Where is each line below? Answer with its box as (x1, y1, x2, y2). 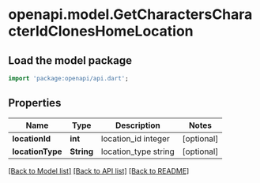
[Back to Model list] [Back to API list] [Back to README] (8, 166, 190, 175)
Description (115, 120, 160, 131)
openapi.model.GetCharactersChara (8, 6, 253, 24)
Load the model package (8, 54, 133, 67)
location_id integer (101, 133, 170, 144)
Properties (8, 96, 62, 110)
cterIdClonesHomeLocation (8, 22, 194, 40)
